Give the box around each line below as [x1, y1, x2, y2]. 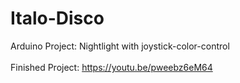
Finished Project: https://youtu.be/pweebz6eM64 [10, 61, 213, 73]
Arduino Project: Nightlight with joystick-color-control [10, 40, 230, 52]
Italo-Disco [10, 7, 105, 30]
